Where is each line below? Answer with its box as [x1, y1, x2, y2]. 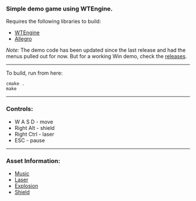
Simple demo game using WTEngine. [6, 5, 113, 13]
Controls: [6, 105, 33, 113]
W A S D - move [14, 118, 54, 125]
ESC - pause [14, 136, 45, 144]
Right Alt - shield [14, 124, 55, 131]
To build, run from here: [6, 69, 63, 77]
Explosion [14, 182, 38, 189]
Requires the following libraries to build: [6, 18, 101, 25]
